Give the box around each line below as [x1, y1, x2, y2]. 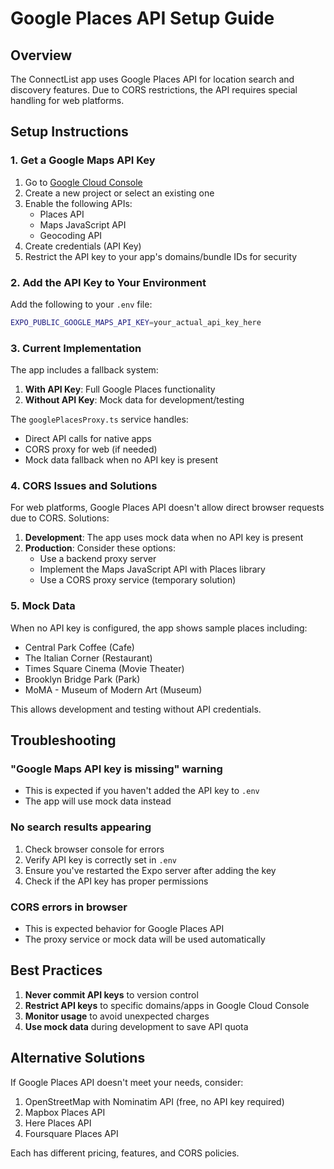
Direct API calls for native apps [24, 433, 152, 445]
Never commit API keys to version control [24, 988, 199, 1001]
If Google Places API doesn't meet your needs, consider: [10, 1076, 244, 1088]
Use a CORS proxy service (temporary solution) [39, 574, 237, 586]
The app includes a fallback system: [10, 364, 159, 376]
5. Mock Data [10, 599, 76, 613]
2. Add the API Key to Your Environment [10, 275, 207, 289]
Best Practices [10, 962, 103, 979]
